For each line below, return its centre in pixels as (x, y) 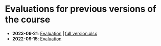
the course (28, 20)
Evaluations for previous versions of (81, 9)
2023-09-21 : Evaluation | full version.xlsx (54, 33)
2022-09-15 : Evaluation (37, 39)
